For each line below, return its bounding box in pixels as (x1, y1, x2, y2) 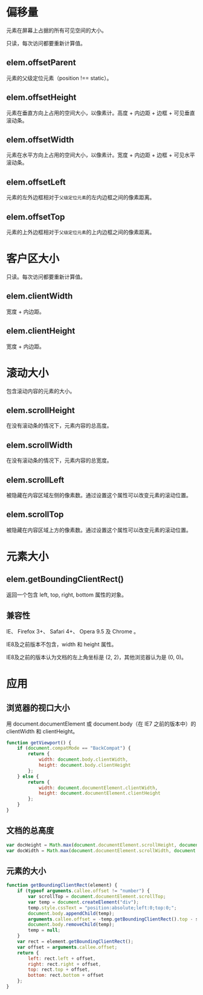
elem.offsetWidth (6, 134, 74, 145)
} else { (17, 773, 39, 779)
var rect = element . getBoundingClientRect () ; (17, 939, 134, 945)
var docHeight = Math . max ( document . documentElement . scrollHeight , (6, 842, 177, 848)
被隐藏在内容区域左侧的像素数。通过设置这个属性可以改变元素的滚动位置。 (6, 491, 192, 498)
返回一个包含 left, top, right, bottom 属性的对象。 (6, 591, 127, 598)
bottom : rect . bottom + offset (28, 973, 104, 979)
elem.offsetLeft (6, 177, 66, 187)
